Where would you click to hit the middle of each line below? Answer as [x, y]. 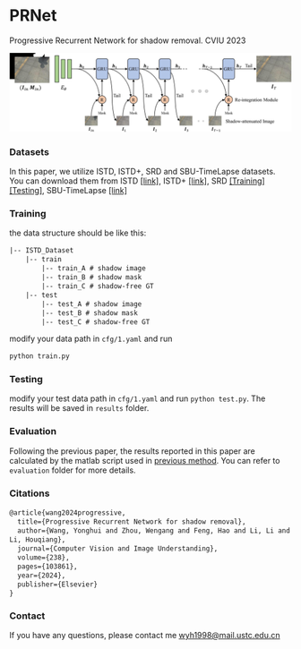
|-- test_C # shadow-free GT [96, 322]
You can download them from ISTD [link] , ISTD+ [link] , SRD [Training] [138, 181]
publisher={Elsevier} [58, 585]
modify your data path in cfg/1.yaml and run [91, 339]
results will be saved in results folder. [79, 408]
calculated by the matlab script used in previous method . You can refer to [145, 460]
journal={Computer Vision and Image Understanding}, [118, 549]
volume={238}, [43, 558]
